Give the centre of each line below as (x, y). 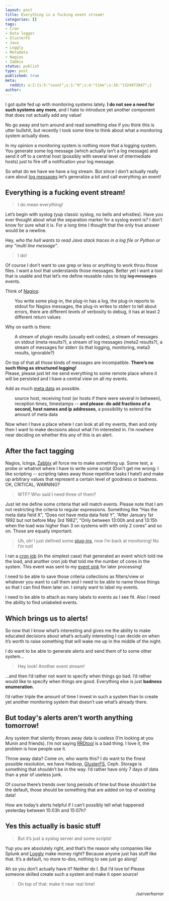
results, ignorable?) (35, 353)
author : (13, 90)
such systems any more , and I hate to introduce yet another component (80, 110)
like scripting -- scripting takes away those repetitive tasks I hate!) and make (84, 474)
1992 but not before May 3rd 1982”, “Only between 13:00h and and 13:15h (81, 520)
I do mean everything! (40, 205)
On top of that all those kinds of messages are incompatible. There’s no (79, 363)
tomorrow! (22, 726)
